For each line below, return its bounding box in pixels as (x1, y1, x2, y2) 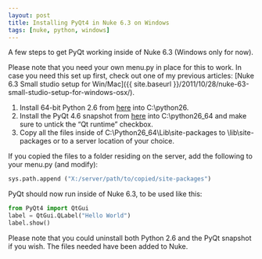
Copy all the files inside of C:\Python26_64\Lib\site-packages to (19, 128, 226, 137)
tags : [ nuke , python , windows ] (8, 26, 110, 34)
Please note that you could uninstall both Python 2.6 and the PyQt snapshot (8, 233, 252, 243)
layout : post (8, 11, 51, 20)
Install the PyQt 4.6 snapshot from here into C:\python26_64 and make (19, 111, 247, 121)
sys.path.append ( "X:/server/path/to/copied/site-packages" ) (8, 175, 212, 183)
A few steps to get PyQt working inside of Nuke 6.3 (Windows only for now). (8, 48, 254, 57)
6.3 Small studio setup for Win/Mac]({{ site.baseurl (8, 79, 172, 89)
